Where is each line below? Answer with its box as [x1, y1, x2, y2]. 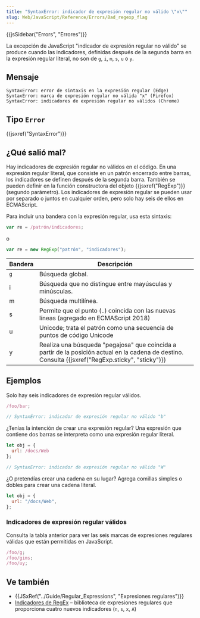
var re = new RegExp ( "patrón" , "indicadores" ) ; [6, 246, 127, 252]
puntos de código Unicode [39, 331, 114, 339]
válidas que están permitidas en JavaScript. [6, 538, 114, 545]
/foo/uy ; [6, 560, 28, 566]
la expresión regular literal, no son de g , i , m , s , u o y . [6, 55, 134, 62]
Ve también [6, 577, 49, 587]
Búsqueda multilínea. [39, 296, 98, 305]
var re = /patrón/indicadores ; [6, 224, 84, 230]
